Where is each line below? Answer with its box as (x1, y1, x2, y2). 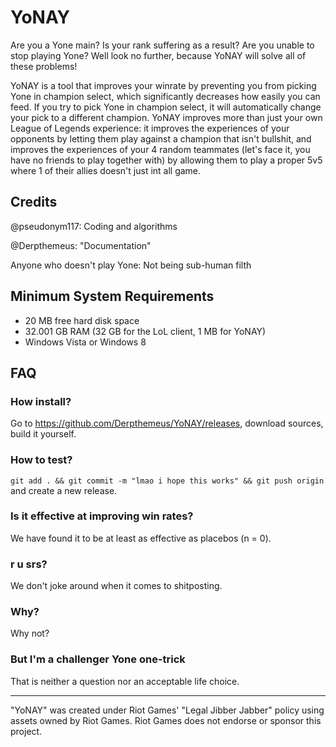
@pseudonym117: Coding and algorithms (10, 220, 178, 232)
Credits (10, 194, 58, 211)
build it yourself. (10, 428, 77, 440)
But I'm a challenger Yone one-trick (10, 652, 186, 666)
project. (10, 725, 43, 737)
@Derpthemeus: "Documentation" (10, 239, 152, 251)
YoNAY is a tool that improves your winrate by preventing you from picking (10, 79, 317, 91)
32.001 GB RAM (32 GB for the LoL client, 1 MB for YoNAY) (24, 325, 267, 337)
